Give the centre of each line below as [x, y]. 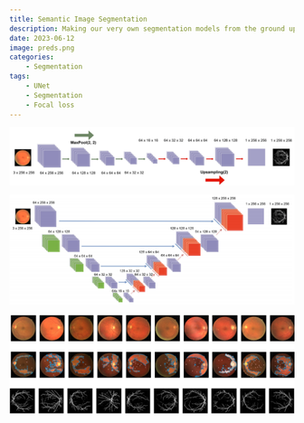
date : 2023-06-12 [42, 38]
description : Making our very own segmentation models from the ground [147, 28]
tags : [19, 77]
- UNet [38, 86]
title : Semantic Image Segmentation [78, 19]
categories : [32, 57]
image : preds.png [42, 48]
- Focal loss [50, 105]
